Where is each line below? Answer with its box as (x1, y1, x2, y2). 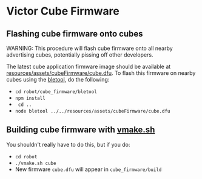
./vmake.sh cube (15, 160, 56, 166)
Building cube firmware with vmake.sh (6, 125, 155, 135)
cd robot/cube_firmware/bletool (15, 89, 97, 95)
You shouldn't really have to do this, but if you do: (6, 141, 130, 148)
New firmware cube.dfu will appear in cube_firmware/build (15, 166, 162, 173)
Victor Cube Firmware (6, 4, 120, 18)
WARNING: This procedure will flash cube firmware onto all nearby (6, 44, 173, 52)
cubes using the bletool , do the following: (6, 76, 110, 83)
